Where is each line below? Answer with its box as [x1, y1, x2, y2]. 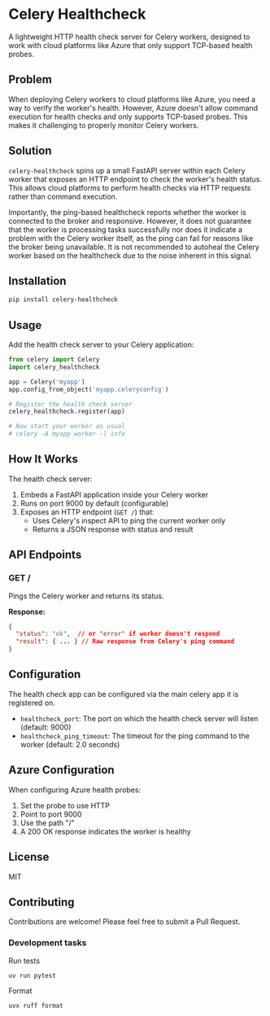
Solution [8, 144, 52, 158]
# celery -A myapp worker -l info [8, 430, 126, 438]
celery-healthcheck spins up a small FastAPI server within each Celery [8, 165, 246, 175]
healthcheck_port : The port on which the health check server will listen [20, 713, 259, 723]
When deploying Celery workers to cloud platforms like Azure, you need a [8, 94, 256, 104]
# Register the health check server [8, 400, 133, 408]
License [8, 850, 50, 864]
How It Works [8, 453, 79, 466]
